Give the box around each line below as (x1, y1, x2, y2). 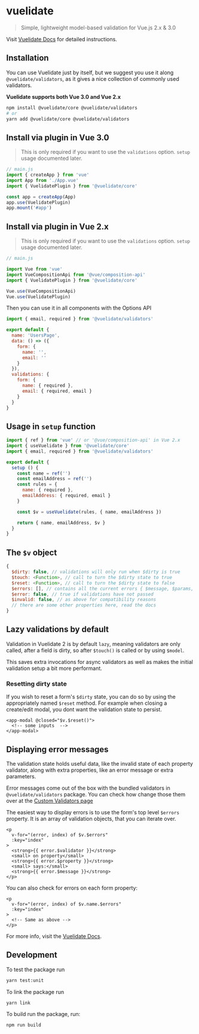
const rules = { (17, 481, 58, 487)
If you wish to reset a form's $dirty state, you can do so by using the (6, 693, 176, 701)
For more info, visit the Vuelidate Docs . (6, 932, 102, 939)
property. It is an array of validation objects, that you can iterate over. (6, 815, 176, 822)
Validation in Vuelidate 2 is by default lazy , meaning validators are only (6, 640, 181, 647)
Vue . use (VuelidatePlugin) (6, 293, 71, 300)
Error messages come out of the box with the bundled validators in (6, 784, 170, 792)
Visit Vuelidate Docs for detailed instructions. (6, 35, 118, 43)
